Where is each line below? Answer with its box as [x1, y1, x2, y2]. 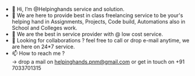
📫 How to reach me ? [11, 50, 65, 57]
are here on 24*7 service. [11, 43, 75, 50]
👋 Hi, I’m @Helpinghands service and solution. [11, 6, 125, 12]
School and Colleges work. [11, 24, 78, 31]
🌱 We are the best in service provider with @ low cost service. [11, 31, 164, 38]
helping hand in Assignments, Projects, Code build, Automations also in [11, 18, 186, 25]
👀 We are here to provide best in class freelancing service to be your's [11, 12, 183, 19]
